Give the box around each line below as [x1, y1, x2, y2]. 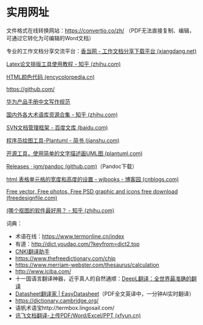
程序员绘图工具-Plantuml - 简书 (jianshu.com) [6, 136, 120, 144]
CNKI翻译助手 [15, 248, 50, 255]
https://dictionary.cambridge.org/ [15, 296, 99, 304]
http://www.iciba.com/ [15, 267, 72, 274]
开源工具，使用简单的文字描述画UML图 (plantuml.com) [6, 150, 143, 157]
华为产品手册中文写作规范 [6, 98, 71, 105]
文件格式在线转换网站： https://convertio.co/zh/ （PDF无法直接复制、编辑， [6, 27, 195, 34]
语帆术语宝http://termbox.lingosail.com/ [15, 304, 115, 311]
